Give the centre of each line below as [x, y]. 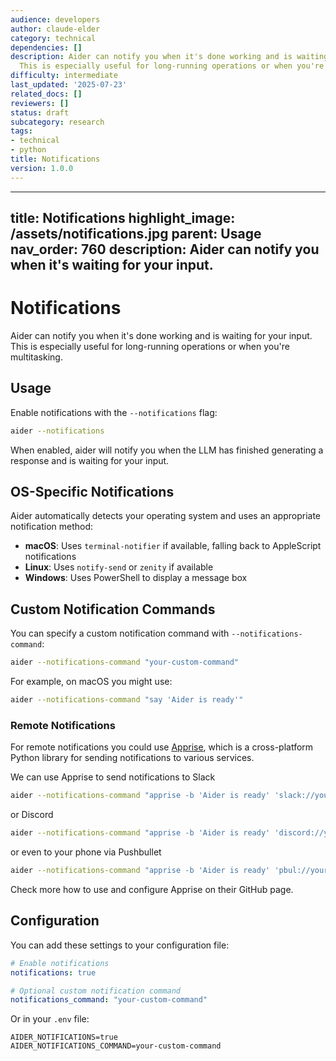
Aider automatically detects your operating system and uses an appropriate [166, 516]
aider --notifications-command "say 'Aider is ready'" [127, 700]
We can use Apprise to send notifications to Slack [113, 777]
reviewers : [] [40, 103]
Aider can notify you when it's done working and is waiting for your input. [161, 335]
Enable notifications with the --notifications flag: [114, 412]
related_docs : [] [46, 94]
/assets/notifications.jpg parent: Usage [136, 234]
